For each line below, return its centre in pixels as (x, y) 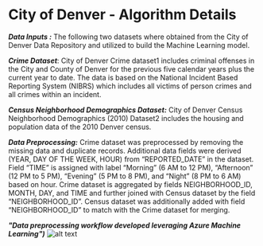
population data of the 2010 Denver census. (80, 127)
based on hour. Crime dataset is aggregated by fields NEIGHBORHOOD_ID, (130, 184)
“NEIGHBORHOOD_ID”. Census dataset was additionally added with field (127, 201)
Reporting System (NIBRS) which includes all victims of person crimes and (130, 86)
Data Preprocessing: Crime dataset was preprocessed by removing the (126, 142)
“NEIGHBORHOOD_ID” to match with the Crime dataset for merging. (119, 209)
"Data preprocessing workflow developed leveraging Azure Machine (124, 225)
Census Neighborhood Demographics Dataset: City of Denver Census (126, 110)
